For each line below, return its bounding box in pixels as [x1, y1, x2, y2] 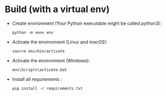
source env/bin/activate [12, 49, 65, 54]
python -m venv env [12, 30, 54, 35]
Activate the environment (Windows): [12, 57, 90, 64]
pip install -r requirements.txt [12, 86, 83, 91]
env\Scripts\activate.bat [12, 67, 67, 72]
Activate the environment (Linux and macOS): [12, 39, 108, 45]
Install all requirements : [12, 76, 62, 82]
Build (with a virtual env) [5, 4, 110, 15]
